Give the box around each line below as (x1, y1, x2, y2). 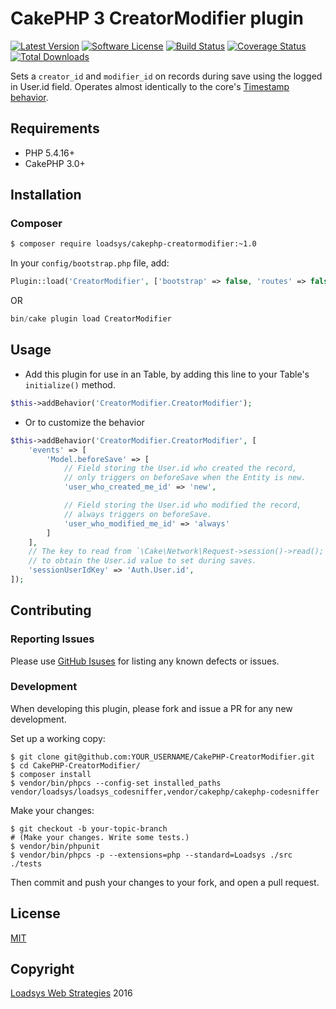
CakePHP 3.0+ (24, 157, 86, 169)
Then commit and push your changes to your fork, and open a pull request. (10, 876, 320, 888)
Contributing (10, 602, 92, 619)
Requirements (10, 120, 100, 137)
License (10, 905, 61, 922)
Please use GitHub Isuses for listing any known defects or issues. (10, 655, 280, 667)
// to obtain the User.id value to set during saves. (28, 556, 257, 566)
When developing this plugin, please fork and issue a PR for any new (10, 702, 293, 714)
